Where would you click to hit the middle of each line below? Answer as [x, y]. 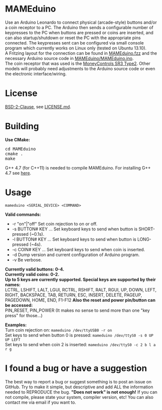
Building [22, 126]
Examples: [16, 325]
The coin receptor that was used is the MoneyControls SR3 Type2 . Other [78, 63]
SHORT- [147, 229]
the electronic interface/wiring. [36, 74]
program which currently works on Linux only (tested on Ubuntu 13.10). [76, 48]
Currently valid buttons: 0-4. [35, 269]
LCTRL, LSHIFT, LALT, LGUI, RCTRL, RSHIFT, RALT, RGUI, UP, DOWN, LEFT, [81, 289]
